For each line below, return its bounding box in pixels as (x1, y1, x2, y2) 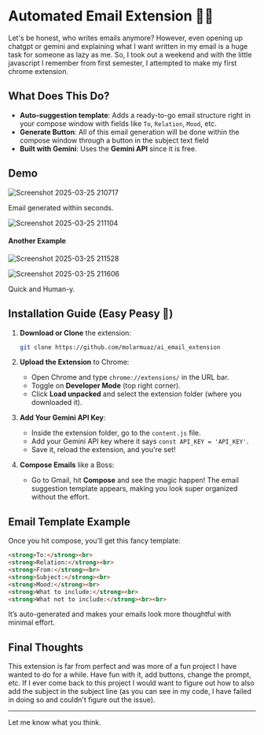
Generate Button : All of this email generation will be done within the (19, 127, 240, 136)
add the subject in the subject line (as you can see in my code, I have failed (8, 687, 251, 696)
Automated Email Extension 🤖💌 (8, 7, 214, 25)
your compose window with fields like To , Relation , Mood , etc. (19, 118, 218, 128)
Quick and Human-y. (8, 284, 75, 294)
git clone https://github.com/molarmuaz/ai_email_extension (19, 343, 221, 351)
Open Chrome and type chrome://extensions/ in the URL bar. (31, 373, 229, 382)
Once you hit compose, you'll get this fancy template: (8, 536, 181, 546)
